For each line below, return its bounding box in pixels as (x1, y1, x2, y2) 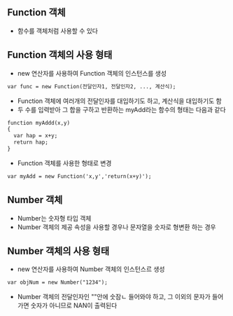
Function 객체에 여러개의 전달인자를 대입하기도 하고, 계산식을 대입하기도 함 (17, 97, 222, 105)
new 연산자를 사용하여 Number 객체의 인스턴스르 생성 (17, 265, 165, 273)
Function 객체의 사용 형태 (7, 49, 113, 61)
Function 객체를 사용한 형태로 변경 (17, 158, 112, 167)
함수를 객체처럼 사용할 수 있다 (17, 27, 98, 35)
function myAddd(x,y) (7, 119, 71, 126)
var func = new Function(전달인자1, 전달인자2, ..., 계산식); (7, 83, 176, 90)
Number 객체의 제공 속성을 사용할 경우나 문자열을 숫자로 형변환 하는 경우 (17, 223, 216, 231)
